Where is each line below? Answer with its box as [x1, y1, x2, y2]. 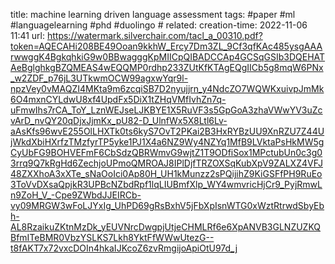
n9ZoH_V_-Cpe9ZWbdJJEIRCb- [10, 189, 142, 201]
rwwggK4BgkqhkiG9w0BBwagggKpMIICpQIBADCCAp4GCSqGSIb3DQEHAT [10, 51, 326, 63]
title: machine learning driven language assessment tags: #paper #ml [10, 9, 296, 20]
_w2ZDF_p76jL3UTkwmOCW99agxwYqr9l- [10, 72, 189, 84]
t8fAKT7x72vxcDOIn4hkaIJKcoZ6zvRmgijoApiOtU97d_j [10, 242, 238, 254]
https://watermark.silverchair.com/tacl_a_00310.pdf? [46, 30, 263, 41]
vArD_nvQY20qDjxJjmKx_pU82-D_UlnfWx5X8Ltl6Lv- [10, 115, 228, 126]
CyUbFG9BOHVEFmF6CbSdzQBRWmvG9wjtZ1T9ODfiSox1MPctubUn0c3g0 [10, 147, 323, 158]
